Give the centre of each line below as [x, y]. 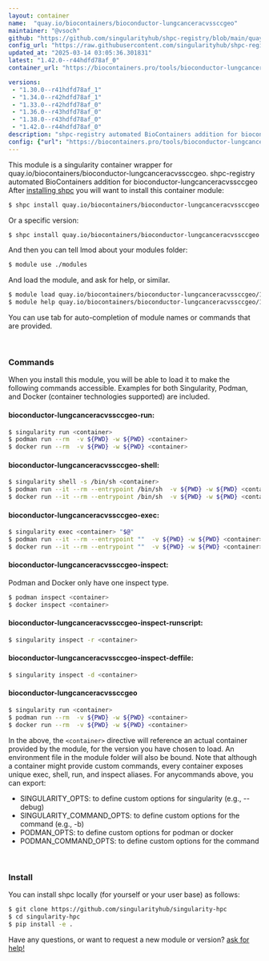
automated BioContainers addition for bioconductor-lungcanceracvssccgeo [133, 182]
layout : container [39, 16]
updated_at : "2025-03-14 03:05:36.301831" [80, 53]
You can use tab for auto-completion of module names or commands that [129, 318]
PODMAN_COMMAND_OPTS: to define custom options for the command [139, 841]
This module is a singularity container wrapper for [90, 164]
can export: [27, 782]
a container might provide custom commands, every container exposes [126, 766]
